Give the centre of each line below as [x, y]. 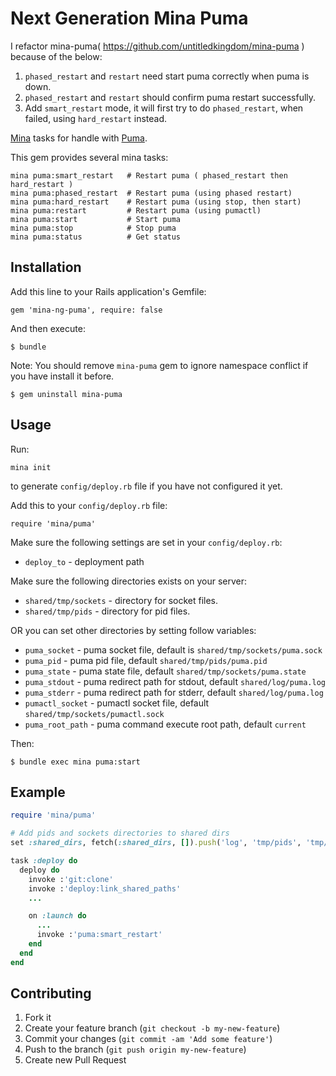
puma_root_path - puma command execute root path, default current [165, 724]
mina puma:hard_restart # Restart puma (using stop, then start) [156, 202]
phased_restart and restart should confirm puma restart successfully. [170, 97]
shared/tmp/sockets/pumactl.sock [94, 714]
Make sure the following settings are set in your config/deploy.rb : [146, 542]
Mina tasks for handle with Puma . [79, 138]
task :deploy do [44, 861]
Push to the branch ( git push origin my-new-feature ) [135, 1049]
